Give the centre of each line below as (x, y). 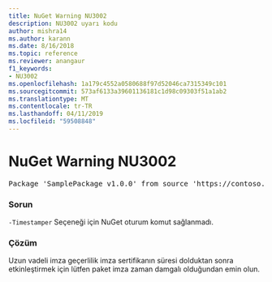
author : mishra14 (38, 31)
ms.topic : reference (43, 53)
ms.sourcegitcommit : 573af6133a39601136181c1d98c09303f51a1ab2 (118, 91)
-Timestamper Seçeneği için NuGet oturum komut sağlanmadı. (111, 222)
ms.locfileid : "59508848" (52, 122)
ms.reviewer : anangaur (47, 62)
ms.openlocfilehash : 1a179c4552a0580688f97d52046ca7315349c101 (118, 83)
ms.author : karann (39, 38)
